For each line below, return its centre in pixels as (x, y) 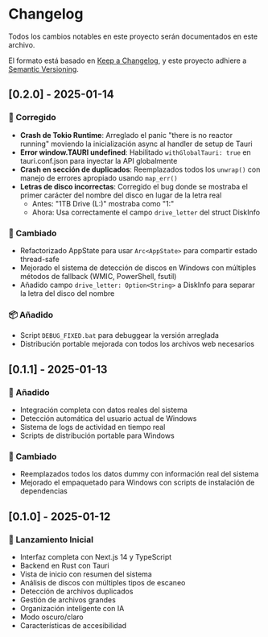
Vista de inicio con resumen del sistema (86, 574)
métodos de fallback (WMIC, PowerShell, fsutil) (98, 276)
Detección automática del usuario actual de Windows (108, 418)
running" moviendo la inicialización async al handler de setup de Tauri (136, 144)
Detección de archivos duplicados (76, 591)
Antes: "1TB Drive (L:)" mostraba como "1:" (103, 203)
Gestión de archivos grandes (68, 600)
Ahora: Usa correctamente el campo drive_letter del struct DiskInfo (146, 212)
